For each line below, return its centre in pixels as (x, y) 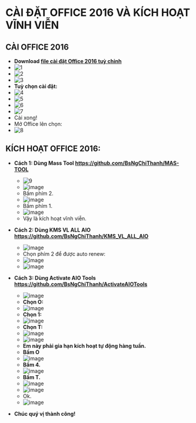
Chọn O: (33, 302)
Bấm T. (31, 377)
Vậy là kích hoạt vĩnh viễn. (54, 218)
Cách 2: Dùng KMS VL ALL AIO (52, 230)
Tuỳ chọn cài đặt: (36, 86)
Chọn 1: (32, 314)
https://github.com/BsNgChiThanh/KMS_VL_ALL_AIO (81, 236)
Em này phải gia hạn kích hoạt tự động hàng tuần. (84, 346)
